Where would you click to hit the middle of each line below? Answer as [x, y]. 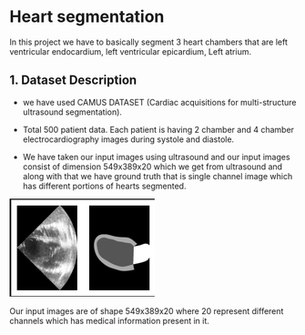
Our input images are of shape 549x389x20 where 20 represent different [147, 310]
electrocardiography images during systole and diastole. [128, 139]
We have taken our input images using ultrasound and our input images [156, 157]
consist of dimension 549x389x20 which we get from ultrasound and [152, 167]
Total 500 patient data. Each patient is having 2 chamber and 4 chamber [158, 129]
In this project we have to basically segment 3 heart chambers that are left [149, 42]
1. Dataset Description [73, 81]
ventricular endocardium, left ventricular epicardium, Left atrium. [131, 51]
